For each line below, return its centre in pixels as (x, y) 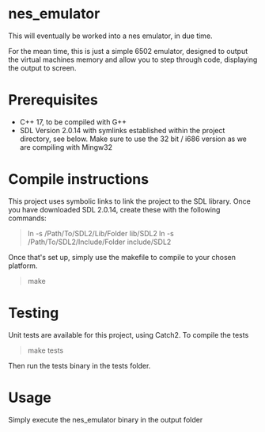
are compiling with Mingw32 (66, 147)
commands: (28, 218)
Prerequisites (53, 100)
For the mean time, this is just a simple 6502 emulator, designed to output (128, 51)
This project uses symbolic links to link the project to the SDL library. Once (130, 201)
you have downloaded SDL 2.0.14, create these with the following (114, 209)
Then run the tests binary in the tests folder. (79, 365)
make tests (45, 350)
